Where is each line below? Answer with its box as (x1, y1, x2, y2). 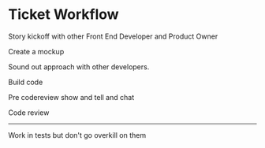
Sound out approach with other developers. (8, 61, 150, 72)
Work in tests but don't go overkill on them (8, 130, 147, 139)
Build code (8, 77, 43, 87)
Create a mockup (8, 46, 65, 56)
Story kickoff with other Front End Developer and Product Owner (8, 31, 218, 41)
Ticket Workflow (8, 6, 120, 24)
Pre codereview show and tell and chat (8, 92, 135, 102)
